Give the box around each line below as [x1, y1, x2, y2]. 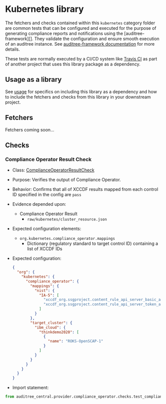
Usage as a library [5, 75, 62, 84]
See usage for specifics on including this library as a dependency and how [5, 88, 157, 95]
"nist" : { [34, 288, 55, 293]
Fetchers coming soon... [5, 126, 54, 132]
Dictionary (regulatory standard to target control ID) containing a [27, 240, 158, 246]
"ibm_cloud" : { [34, 325, 66, 330]
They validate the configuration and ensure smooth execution [34, 36, 160, 42]
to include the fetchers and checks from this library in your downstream [5, 94, 151, 100]
